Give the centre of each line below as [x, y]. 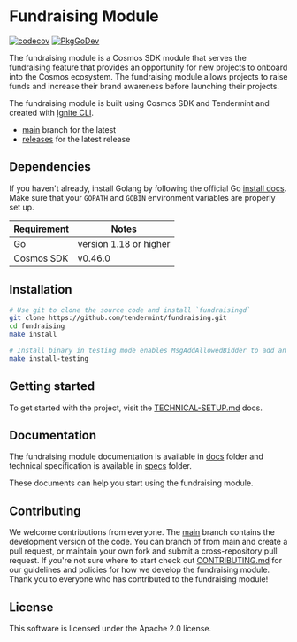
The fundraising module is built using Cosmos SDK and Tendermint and [139, 103]
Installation [41, 290]
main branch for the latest [69, 129]
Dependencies [50, 167]
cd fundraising [37, 326]
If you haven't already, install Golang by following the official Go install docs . [148, 188]
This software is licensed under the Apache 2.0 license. [110, 629]
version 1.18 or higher [124, 243]
